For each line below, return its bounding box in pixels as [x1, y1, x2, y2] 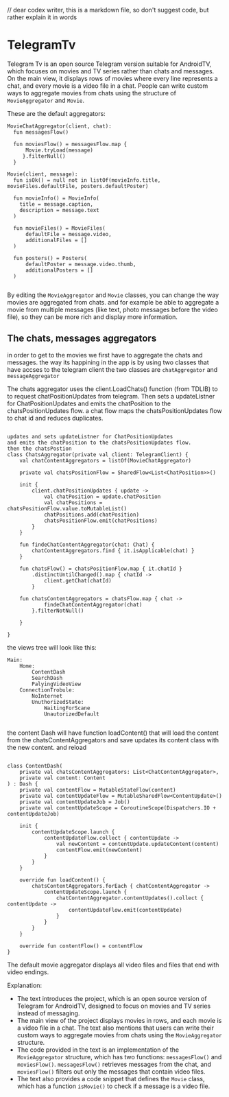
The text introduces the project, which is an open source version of [16, 994, 207, 1002]
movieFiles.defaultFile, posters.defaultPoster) [7, 182, 149, 189]
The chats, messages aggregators [7, 333, 157, 344]
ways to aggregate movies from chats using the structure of [7, 89, 177, 97]
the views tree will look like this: [7, 643, 97, 651]
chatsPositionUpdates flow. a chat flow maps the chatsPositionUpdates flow [7, 406, 222, 414]
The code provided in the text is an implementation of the [16, 1046, 180, 1054]
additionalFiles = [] [25, 237, 88, 244]
